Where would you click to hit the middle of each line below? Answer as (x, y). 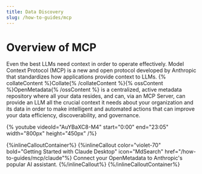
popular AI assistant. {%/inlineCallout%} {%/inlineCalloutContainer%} (93, 164)
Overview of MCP (52, 47)
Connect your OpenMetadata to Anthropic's (128, 158)
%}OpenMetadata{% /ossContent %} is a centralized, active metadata (94, 90)
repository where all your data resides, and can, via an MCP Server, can (96, 96)
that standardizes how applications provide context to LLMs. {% (86, 77)
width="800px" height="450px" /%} (52, 134)
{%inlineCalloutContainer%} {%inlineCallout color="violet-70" (84, 145)
